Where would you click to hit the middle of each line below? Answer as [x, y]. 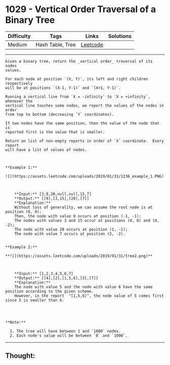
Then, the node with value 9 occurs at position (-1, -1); [78, 216]
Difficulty [19, 36]
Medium [17, 44]
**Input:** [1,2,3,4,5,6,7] [44, 273]
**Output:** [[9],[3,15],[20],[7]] [52, 198]
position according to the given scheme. [50, 291]
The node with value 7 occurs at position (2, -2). [70, 234]
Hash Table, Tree [56, 44]
